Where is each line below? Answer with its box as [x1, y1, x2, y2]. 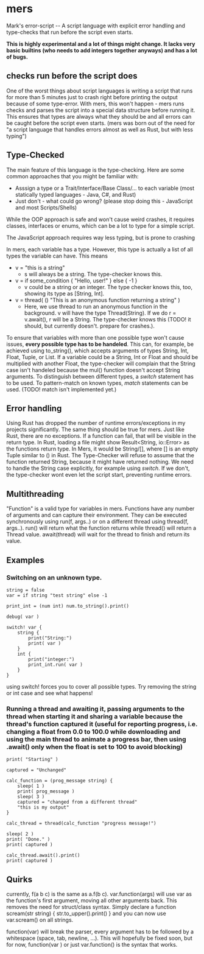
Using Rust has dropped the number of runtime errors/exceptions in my [6, 419, 186, 427]
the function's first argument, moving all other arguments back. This [6, 897, 177, 904]
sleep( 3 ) [17, 794, 45, 800]
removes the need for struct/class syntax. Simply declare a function [6, 903, 177, 910]
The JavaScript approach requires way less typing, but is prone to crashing [6, 234, 195, 241]
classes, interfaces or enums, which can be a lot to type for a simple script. [6, 222, 195, 230]
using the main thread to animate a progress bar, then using [6, 735, 187, 743]
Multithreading [6, 489, 65, 499]
